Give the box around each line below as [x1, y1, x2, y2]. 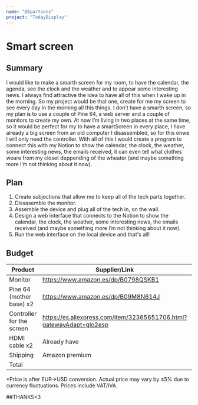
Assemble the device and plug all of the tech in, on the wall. [14, 206, 160, 213]
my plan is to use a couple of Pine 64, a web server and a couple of [6, 110, 170, 117]
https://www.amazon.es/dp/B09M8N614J [42, 293, 160, 301]
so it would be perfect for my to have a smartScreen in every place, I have [6, 122, 186, 130]
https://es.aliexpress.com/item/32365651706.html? [42, 313, 187, 322]
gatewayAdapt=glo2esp [42, 320, 109, 329]
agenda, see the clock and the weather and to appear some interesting [6, 85, 179, 92]
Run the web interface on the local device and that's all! [14, 231, 150, 238]
